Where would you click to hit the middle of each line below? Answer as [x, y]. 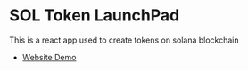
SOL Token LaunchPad [95, 16]
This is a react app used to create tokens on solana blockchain [124, 40]
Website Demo [49, 57]
